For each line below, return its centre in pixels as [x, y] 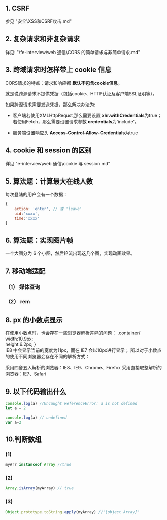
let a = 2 [16, 408]
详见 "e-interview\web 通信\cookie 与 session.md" [58, 164]
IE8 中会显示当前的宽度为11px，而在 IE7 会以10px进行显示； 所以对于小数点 [83, 350]
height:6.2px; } [21, 344]
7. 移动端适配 [25, 271]
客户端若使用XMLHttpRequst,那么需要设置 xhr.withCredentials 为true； [87, 115]
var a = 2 [13, 422]
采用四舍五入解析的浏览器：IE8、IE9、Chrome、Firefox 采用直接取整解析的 [84, 368]
